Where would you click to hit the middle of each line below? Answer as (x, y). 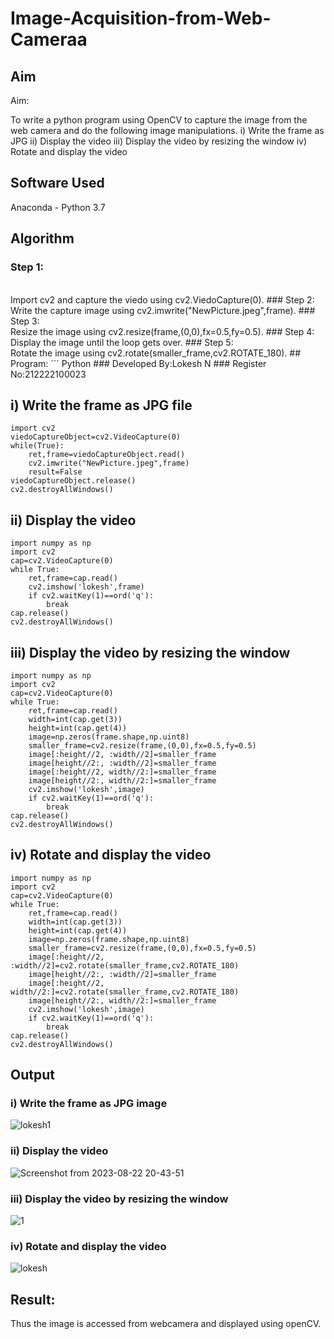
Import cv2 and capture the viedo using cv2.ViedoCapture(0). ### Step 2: (162, 299)
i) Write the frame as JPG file (101, 405)
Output (32, 1075)
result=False (55, 472)
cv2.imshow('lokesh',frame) (86, 587)
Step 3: (25, 321)
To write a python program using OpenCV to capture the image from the (159, 120)
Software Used (57, 183)
